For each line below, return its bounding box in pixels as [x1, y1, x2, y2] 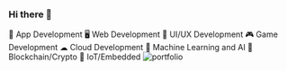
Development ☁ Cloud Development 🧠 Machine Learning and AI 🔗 [8, 42, 254, 53]
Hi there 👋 [8, 8, 53, 21]
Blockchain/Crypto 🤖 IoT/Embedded [8, 51, 141, 62]
